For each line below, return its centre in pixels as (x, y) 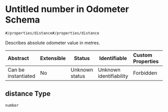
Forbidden (145, 72)
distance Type (28, 94)
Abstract (18, 58)
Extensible (53, 58)
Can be (16, 69)
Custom (143, 55)
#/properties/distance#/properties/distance (52, 33)
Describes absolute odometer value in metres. (53, 42)
